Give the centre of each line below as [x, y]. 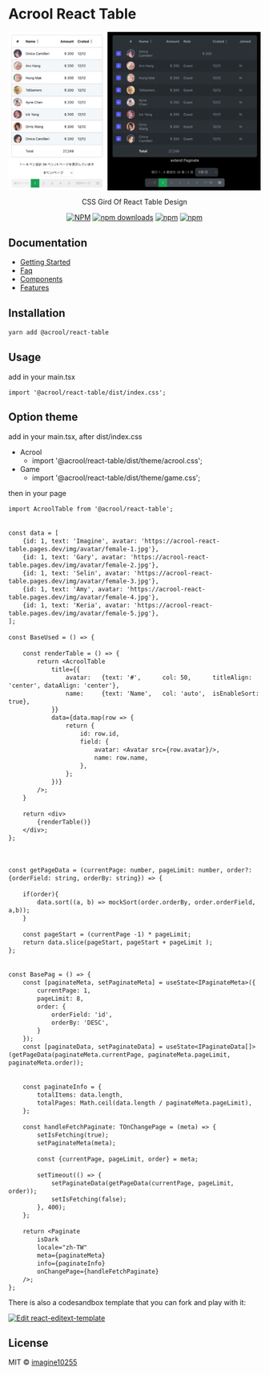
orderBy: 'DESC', [80, 1023]
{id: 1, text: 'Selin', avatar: [76, 573]
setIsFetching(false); [89, 1199]
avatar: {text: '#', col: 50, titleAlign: [159, 677]
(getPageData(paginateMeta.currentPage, [77, 1055]
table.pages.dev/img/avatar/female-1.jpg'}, [84, 549]
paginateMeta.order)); [46, 1063]
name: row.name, [121, 758]
